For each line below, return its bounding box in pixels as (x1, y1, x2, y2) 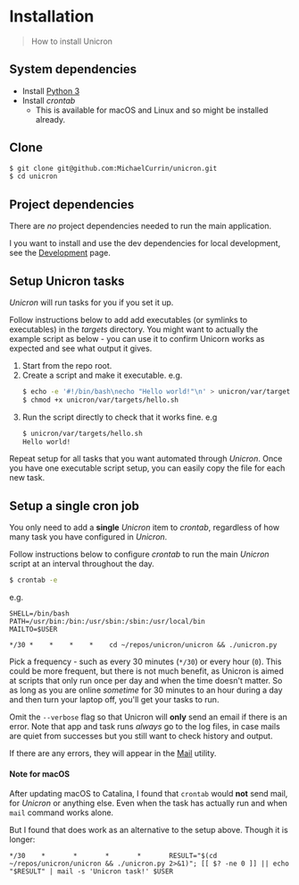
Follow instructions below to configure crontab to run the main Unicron (9, 549, 270, 560)
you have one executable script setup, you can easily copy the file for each (9, 463, 286, 473)
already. (35, 114, 65, 124)
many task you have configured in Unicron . (9, 532, 168, 542)
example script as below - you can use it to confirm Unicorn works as (9, 333, 265, 344)
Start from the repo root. (21, 360, 112, 370)
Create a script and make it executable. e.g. (21, 370, 183, 380)
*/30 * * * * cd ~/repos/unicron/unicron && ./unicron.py (9, 641, 278, 650)
